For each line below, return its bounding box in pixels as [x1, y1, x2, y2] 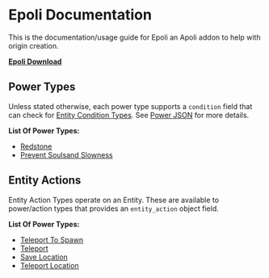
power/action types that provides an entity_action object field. [8, 204, 220, 213]
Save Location [19, 252, 69, 262]
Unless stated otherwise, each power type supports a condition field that [8, 101, 253, 111]
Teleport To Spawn [19, 234, 83, 244]
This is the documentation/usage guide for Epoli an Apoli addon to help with [8, 32, 261, 42]
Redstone [19, 141, 53, 151]
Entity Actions [8, 174, 82, 187]
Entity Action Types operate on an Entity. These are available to [8, 195, 220, 204]
